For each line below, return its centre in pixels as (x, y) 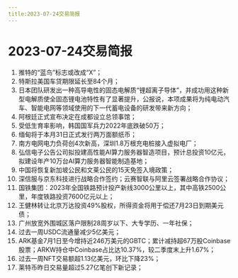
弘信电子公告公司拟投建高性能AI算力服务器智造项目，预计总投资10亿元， (124, 152)
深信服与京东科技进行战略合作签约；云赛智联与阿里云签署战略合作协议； (124, 179)
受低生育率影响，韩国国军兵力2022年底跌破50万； (92, 126)
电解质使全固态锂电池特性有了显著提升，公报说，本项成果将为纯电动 (124, 99)
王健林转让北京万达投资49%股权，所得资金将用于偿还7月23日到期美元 (121, 205)
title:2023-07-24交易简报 (44, 14)
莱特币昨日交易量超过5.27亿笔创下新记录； (81, 267)
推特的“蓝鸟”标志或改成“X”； (60, 72)
